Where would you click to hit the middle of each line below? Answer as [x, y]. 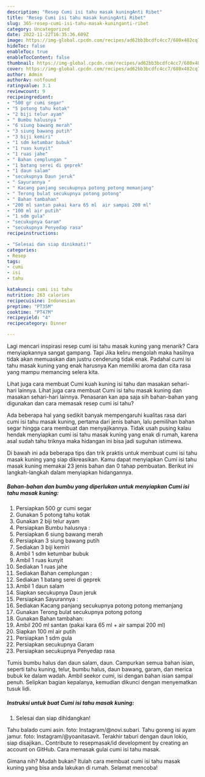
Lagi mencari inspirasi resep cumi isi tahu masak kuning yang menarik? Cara [103, 346]
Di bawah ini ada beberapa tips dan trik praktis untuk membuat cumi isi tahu [102, 453]
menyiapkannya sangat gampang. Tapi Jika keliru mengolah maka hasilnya [100, 352]
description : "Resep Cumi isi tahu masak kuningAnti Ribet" [85, 12]
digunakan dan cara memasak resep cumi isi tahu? [71, 403]
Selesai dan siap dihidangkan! [53, 718]
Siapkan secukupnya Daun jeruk [56, 592]
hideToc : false [26, 46]
